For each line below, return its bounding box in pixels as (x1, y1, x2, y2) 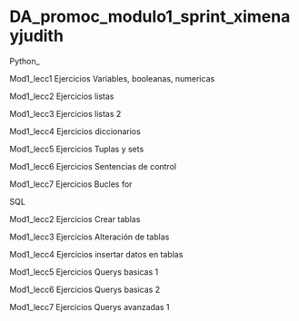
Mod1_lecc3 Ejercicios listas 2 (9, 108, 122, 119)
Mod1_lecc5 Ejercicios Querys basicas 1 (9, 266, 159, 277)
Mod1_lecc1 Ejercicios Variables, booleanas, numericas (9, 73, 215, 83)
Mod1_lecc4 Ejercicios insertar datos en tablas (9, 248, 184, 259)
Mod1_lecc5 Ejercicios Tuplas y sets (9, 143, 145, 154)
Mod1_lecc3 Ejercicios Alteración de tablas (9, 231, 170, 242)
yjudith (9, 25, 64, 46)
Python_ (9, 55, 40, 66)
